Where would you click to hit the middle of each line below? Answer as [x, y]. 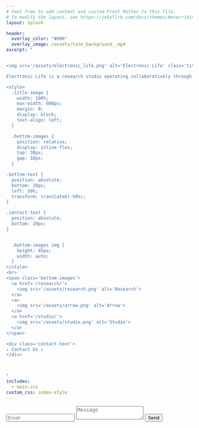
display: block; [37, 115]
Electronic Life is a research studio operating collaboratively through [99, 76]
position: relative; [42, 142]
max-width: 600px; [39, 104]
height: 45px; [34, 250]
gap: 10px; [30, 158]
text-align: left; [39, 120]
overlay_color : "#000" [39, 39]
